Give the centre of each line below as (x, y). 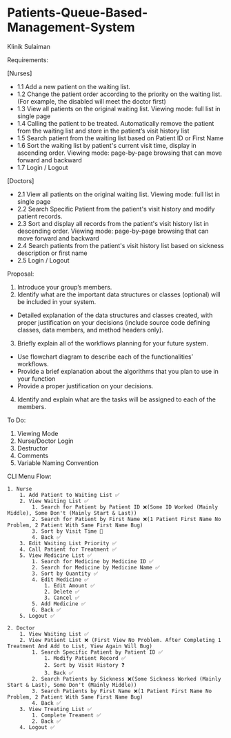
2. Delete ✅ (62, 592)
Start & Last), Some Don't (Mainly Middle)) (72, 685)
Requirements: (28, 59)
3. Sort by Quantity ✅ (65, 574)
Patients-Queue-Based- (78, 13)
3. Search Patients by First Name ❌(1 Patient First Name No (122, 691)
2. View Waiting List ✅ (54, 501)
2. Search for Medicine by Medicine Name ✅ (96, 567)
